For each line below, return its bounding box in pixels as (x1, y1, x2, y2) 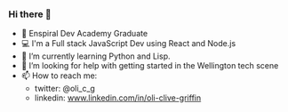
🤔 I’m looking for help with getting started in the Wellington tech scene (20, 60, 279, 71)
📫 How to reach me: (20, 70, 98, 81)
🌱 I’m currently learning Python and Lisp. (20, 51, 171, 61)
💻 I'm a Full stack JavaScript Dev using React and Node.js (20, 38, 236, 49)
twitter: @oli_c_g (34, 84, 95, 94)
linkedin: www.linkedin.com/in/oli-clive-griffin (34, 92, 202, 103)
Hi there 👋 (8, 8, 52, 20)
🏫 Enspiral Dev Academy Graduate (20, 28, 148, 39)
